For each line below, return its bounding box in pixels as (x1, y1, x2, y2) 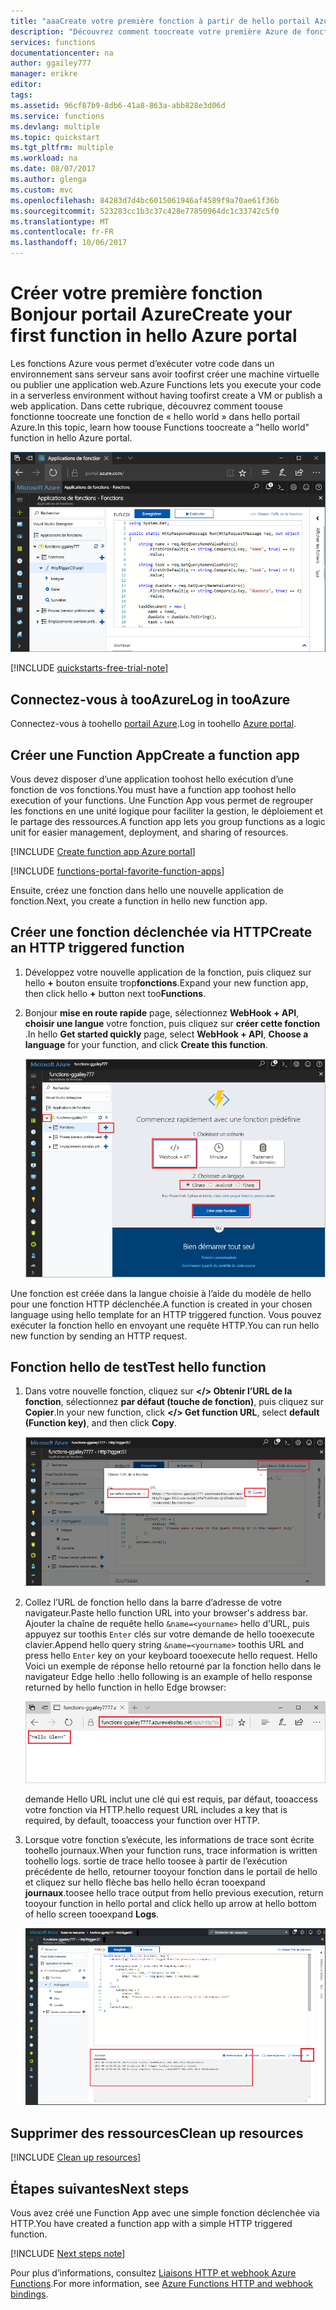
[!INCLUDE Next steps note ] (10, 2248, 126, 2260)
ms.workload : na (10, 153, 78, 164)
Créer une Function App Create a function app (10, 746, 300, 764)
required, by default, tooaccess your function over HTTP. (24, 1814, 261, 1826)
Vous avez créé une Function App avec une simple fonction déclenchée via (10, 2207, 320, 2219)
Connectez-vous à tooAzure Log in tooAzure (10, 691, 291, 708)
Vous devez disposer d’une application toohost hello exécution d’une (10, 773, 294, 785)
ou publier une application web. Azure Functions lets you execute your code (10, 378, 322, 390)
